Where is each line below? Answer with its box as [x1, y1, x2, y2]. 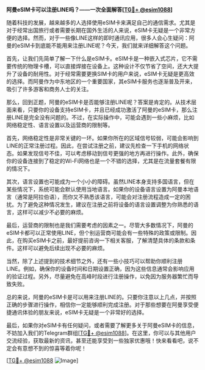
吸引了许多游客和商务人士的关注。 [6, 86, 92, 92]
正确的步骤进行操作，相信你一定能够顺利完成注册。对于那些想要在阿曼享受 [6, 301, 193, 308]
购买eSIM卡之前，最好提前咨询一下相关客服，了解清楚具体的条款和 [22, 237, 190, 244]
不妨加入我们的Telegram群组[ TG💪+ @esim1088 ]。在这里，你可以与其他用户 [6, 330, 196, 336]
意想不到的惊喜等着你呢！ [22, 345, 87, 352]
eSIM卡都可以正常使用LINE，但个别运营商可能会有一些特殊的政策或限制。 [6, 229, 192, 236]
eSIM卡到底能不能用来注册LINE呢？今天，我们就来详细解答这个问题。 [16, 42, 192, 49]
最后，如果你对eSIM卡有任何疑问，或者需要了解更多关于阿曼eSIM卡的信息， [6, 322, 198, 329]
